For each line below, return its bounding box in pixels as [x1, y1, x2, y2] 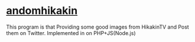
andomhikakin [6, 4, 78, 17]
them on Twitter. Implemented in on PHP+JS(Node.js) [6, 29, 136, 36]
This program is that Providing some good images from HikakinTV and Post [6, 23, 189, 30]
